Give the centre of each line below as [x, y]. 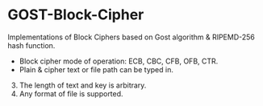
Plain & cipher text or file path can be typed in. [96, 69]
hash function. [31, 45]
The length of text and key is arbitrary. [83, 85]
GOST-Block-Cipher [76, 15]
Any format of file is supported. [71, 93]
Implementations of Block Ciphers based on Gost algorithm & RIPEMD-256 [131, 37]
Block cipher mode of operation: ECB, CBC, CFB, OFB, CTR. [119, 61]
